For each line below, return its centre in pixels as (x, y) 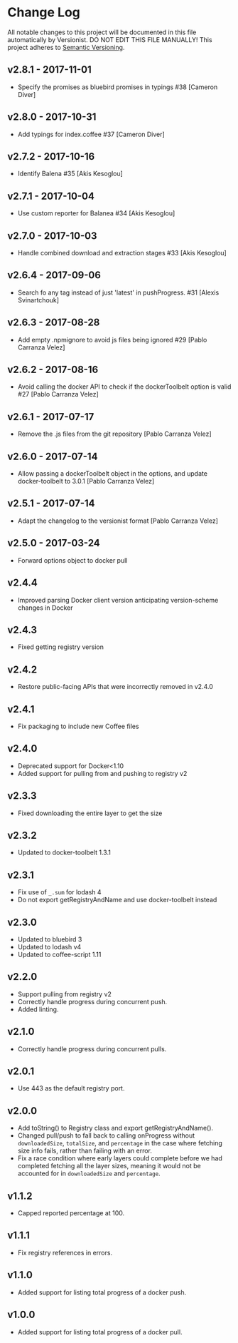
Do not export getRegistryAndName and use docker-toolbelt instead (117, 900)
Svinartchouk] (38, 300)
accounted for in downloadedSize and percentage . (89, 1173)
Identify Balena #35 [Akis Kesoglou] (70, 174)
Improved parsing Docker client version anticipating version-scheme (118, 600)
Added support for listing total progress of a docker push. (102, 1292)
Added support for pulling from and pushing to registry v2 (102, 773)
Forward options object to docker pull (72, 560)
